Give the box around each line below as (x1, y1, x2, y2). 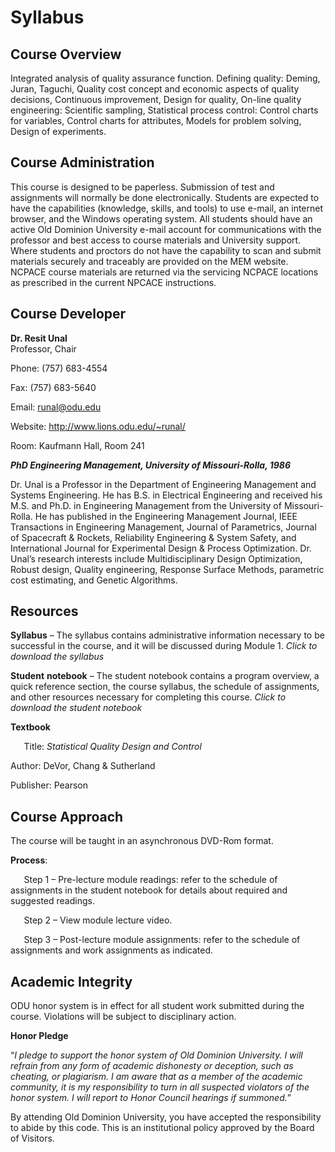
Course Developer (10, 306, 127, 323)
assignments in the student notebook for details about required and (10, 884, 288, 896)
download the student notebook (10, 702, 143, 714)
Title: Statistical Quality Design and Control (23, 741, 202, 753)
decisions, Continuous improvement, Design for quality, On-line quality (10, 94, 302, 105)
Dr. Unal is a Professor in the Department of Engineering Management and (10, 478, 317, 490)
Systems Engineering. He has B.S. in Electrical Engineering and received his (10, 489, 323, 501)
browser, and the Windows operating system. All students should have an (10, 212, 313, 225)
